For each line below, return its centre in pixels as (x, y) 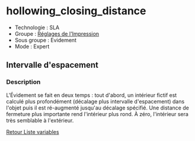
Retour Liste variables (33, 131)
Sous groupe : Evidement (46, 40)
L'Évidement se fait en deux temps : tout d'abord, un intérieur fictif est (92, 95)
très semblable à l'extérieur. (40, 120)
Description (23, 82)
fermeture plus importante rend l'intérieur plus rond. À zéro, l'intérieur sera (97, 114)
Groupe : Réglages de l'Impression (57, 33)
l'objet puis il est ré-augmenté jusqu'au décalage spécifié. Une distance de (98, 108)
